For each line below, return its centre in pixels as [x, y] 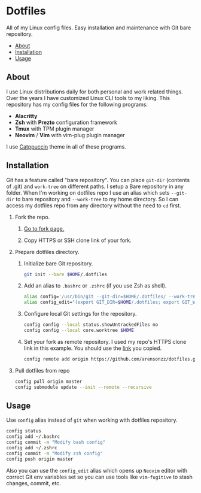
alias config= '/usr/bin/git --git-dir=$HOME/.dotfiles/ [95, 297]
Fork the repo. [32, 217]
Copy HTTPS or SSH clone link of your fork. [77, 240]
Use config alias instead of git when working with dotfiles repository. [92, 420]
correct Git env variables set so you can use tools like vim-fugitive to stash [100, 477]
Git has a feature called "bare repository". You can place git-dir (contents [98, 180]
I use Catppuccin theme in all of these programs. [66, 146]
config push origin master [40, 459]
